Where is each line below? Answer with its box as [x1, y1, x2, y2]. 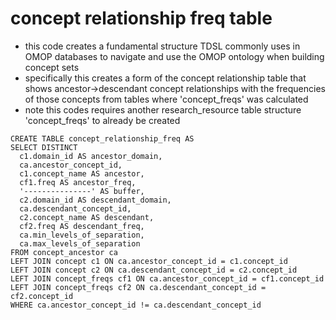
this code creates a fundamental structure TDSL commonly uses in [24, 40, 301, 52]
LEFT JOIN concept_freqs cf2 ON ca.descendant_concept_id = [10, 282, 267, 292]
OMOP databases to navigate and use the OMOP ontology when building [24, 50, 325, 62]
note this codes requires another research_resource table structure [24, 103, 302, 116]
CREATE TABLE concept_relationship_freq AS [10, 133, 195, 144]
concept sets [24, 61, 80, 73]
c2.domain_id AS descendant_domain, [19, 195, 172, 205]
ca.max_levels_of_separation [19, 238, 141, 249]
